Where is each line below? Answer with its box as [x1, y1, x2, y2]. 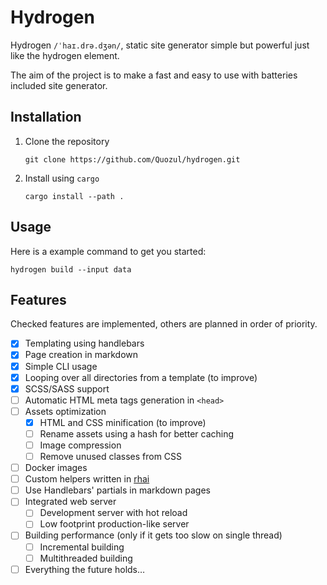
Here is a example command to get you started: [10, 245, 207, 257]
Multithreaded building [39, 552, 133, 564]
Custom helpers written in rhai [24, 473, 150, 485]
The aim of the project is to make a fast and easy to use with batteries [10, 69, 298, 81]
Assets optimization [24, 405, 107, 417]
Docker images [24, 462, 88, 474]
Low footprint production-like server [39, 518, 190, 530]
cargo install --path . [24, 191, 125, 201]
